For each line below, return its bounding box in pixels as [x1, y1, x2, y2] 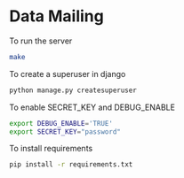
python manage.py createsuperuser [9, 86, 138, 95]
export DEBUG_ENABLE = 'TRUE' [9, 119, 114, 128]
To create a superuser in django [9, 68, 126, 79]
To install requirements [9, 143, 93, 154]
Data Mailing [9, 6, 104, 27]
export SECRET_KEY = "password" [9, 127, 122, 136]
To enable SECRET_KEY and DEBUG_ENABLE [9, 102, 176, 112]
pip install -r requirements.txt [9, 160, 133, 169]
